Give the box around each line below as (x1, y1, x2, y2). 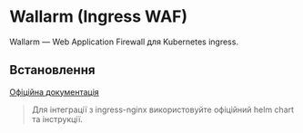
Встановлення (9, 62, 96, 78)
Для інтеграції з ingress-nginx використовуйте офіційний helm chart (31, 104, 294, 115)
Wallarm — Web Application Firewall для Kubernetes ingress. (9, 36, 239, 47)
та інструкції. (31, 113, 84, 124)
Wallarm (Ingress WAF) (9, 6, 188, 27)
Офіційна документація (9, 86, 100, 97)
